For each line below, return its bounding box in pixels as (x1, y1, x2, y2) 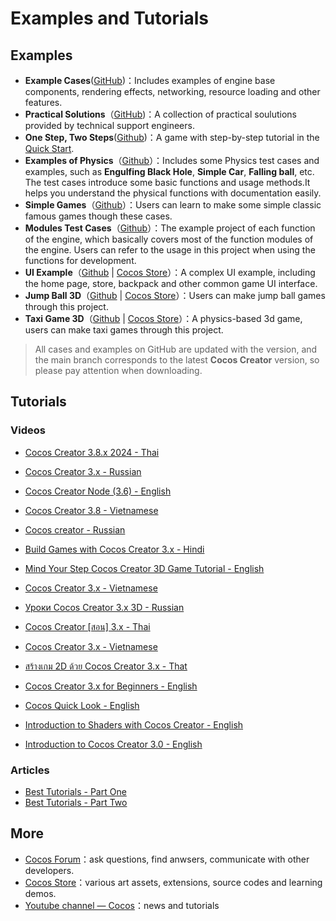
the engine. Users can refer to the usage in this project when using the (24, 244, 316, 256)
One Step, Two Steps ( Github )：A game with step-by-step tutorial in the (24, 132, 320, 143)
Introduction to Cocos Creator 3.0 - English (24, 738, 203, 750)
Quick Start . (24, 143, 75, 154)
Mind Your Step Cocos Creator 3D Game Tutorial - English (24, 562, 265, 574)
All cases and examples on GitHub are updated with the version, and (34, 343, 318, 355)
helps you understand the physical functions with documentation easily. (24, 187, 322, 199)
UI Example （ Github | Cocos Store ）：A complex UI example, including (24, 267, 316, 278)
